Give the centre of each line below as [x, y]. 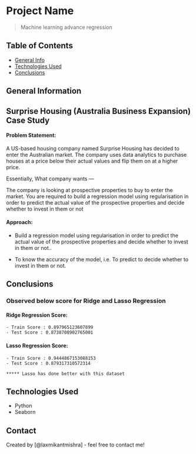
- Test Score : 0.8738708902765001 [50, 333]
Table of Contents [40, 46]
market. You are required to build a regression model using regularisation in [97, 196]
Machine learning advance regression [67, 27]
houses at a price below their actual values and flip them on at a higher [92, 161]
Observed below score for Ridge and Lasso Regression [86, 301]
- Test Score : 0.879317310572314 [49, 363]
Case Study [28, 120]
